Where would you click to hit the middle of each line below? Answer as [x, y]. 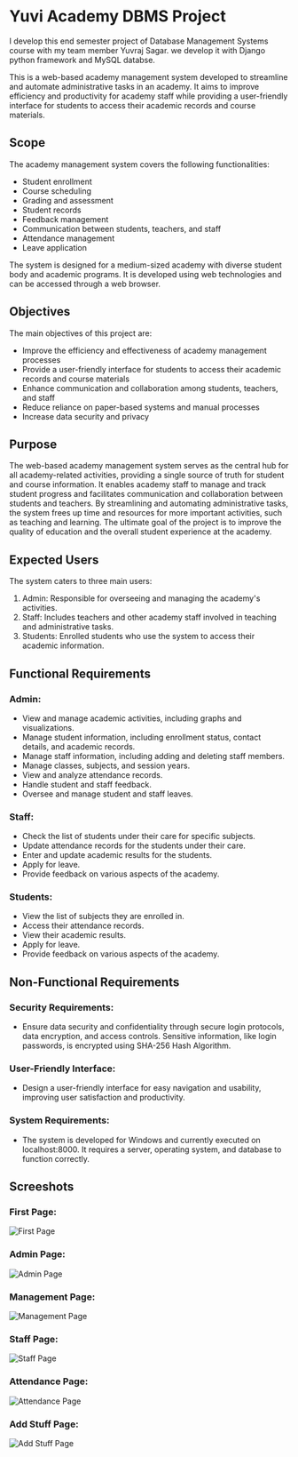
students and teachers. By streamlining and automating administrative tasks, [149, 503]
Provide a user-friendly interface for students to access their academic [152, 369]
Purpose [33, 444]
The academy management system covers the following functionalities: [140, 164]
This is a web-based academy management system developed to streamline [149, 76]
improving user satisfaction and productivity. [104, 1097]
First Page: [33, 1213]
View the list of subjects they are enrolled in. [103, 917]
